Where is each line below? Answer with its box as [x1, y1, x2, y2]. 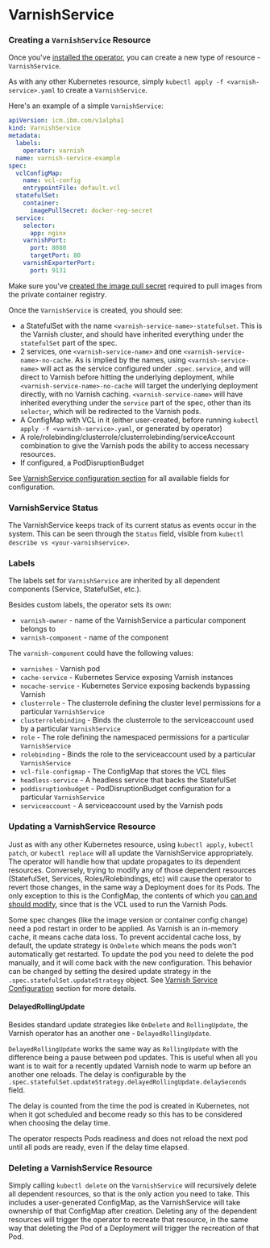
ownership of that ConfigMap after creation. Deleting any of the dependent [8, 1206, 257, 1216]
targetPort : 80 [29, 251, 81, 259]
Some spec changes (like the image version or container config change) [8, 914, 248, 924]
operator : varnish [23, 147, 85, 155]
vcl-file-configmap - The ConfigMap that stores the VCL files [19, 767, 226, 777]
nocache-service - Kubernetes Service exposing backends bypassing [19, 681, 251, 690]
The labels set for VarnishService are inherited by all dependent [8, 576, 220, 586]
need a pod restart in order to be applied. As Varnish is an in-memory [8, 923, 239, 933]
